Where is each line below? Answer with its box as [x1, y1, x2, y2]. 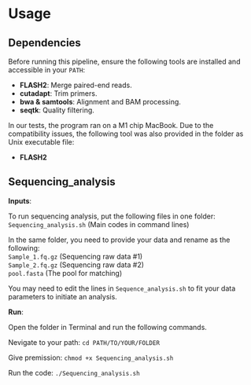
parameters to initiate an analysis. [8, 291, 118, 301]
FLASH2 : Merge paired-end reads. [19, 80, 132, 90]
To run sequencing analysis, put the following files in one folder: [8, 211, 216, 221]
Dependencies [8, 36, 81, 49]
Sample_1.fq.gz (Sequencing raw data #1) [8, 251, 143, 261]
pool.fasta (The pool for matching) [8, 268, 123, 277]
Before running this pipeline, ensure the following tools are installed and [8, 57, 241, 66]
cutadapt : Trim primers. [19, 89, 98, 98]
